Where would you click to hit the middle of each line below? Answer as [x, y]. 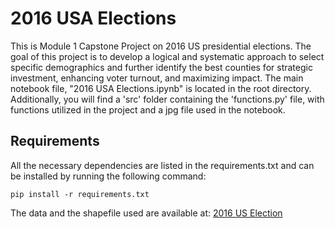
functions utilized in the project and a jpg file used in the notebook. [148, 109]
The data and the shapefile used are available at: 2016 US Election [146, 213]
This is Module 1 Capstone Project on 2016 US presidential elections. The [161, 46]
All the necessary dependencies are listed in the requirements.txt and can [162, 165]
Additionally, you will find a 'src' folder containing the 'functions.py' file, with [167, 99]
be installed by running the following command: [108, 176]
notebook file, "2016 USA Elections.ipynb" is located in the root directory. [161, 88]
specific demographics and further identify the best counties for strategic [161, 67]
